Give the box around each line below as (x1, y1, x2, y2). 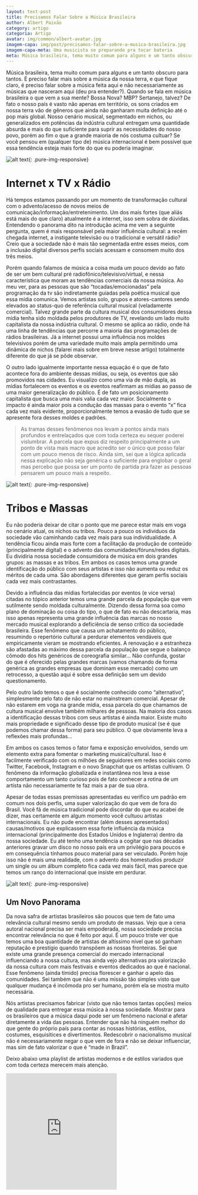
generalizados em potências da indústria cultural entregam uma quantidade (6, 119, 190, 126)
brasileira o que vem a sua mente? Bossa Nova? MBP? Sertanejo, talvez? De (6, 94, 191, 101)
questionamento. (6, 677, 47, 684)
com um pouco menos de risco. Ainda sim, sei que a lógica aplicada (20, 450, 186, 457)
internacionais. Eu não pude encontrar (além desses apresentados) (6, 818, 170, 825)
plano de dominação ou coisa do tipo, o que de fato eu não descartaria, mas (6, 608, 192, 615)
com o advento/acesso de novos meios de (6, 202, 110, 209)
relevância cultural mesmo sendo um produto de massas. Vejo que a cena (6, 919, 186, 926)
